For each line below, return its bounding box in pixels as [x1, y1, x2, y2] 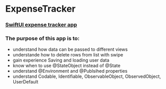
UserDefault [12, 79, 38, 85]
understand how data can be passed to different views [12, 46, 128, 52]
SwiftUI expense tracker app [5, 21, 78, 28]
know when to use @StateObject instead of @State [12, 63, 121, 69]
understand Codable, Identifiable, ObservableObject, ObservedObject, [12, 73, 161, 79]
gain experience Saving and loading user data [12, 57, 110, 64]
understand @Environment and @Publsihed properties [12, 68, 128, 74]
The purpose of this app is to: [5, 35, 80, 42]
